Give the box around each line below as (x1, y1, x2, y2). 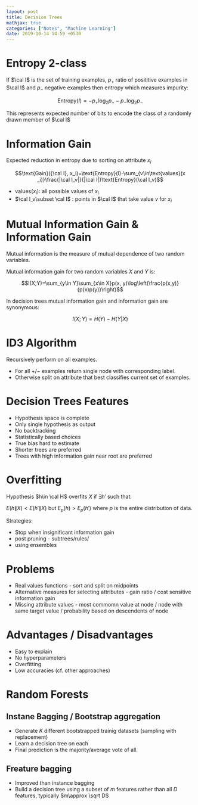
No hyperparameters (14, 654, 67, 661)
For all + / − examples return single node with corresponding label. (14, 367, 176, 374)
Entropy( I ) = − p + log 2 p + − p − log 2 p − (57, 97, 143, 105)
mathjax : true (6, 20, 42, 26)
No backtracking (14, 427, 56, 434)
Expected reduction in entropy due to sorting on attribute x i (6, 157, 151, 166)
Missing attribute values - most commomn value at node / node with (14, 601, 183, 608)
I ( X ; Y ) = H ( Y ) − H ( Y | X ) (72, 315, 128, 322)
